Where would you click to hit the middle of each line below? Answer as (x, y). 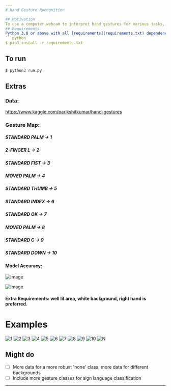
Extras (16, 86)
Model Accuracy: (24, 266)
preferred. (17, 304)
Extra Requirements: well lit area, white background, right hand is (76, 298)
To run (16, 59)
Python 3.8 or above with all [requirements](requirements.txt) (75, 34)
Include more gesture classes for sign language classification (77, 378)
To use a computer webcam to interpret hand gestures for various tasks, (85, 24)
